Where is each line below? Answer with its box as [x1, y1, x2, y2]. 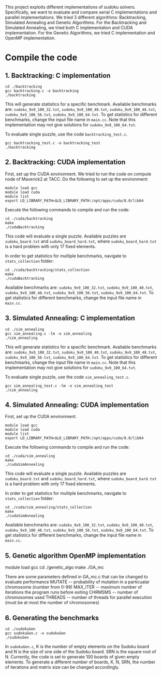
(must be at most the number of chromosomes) [5, 600, 100, 606]
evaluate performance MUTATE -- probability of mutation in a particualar [5, 579, 150, 585]
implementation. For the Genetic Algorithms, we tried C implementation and [5, 30, 155, 35]
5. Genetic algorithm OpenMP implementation [5, 551, 146, 560]
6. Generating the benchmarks [5, 614, 99, 622]
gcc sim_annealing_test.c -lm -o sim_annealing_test [5, 383, 114, 388]
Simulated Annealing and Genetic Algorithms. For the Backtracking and [5, 19, 147, 25]
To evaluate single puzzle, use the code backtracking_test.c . [5, 131, 128, 137]
